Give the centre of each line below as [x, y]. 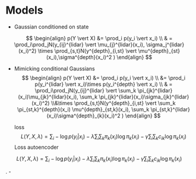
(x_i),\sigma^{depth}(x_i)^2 [79, 57]
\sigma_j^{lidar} [165, 44]
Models [24, 10]
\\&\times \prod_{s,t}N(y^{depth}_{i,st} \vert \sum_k [113, 103]
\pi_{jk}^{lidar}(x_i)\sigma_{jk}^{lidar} [144, 97]
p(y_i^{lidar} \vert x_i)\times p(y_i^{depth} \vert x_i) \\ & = [104, 84]
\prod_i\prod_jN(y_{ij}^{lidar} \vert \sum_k [86, 90]
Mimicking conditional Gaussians [55, 68]
